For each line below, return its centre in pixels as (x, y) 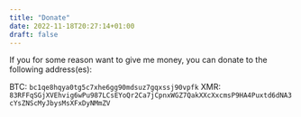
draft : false (34, 34)
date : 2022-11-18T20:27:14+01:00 (72, 26)
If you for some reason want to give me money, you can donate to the (138, 60)
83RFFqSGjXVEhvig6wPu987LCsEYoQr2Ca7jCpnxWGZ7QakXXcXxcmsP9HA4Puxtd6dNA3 (151, 95)
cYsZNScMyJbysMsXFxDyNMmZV (60, 103)
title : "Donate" (40, 18)
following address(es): (51, 69)
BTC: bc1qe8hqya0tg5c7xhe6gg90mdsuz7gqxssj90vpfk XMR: (115, 87)
